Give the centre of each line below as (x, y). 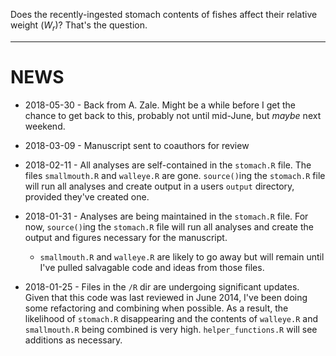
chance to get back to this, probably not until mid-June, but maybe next (173, 115)
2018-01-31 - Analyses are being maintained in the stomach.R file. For (166, 216)
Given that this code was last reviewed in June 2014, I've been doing (166, 297)
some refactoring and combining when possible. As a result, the (156, 308)
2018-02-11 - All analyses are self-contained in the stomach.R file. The (168, 165)
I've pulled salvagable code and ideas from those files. (152, 267)
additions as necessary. (73, 340)
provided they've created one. (87, 196)
